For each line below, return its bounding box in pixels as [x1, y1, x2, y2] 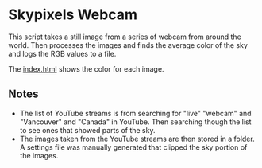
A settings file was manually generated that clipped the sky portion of [19, 142, 248, 152]
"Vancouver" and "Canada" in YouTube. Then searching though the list [19, 117, 252, 127]
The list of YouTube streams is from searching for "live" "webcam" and [19, 108, 252, 118]
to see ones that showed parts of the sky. [19, 125, 156, 135]
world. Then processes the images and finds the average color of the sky [8, 40, 249, 49]
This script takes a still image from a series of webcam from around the [8, 32, 242, 41]
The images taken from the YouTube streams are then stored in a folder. [19, 134, 256, 143]
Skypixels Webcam [8, 6, 137, 24]
